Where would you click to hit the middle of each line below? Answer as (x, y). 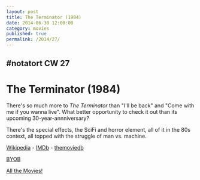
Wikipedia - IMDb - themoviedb (45, 148)
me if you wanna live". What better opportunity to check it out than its (92, 112)
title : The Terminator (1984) (44, 17)
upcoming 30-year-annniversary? (48, 118)
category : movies (28, 28)
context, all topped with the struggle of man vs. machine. (76, 136)
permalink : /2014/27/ (33, 39)
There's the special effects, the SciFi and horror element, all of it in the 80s (98, 130)
